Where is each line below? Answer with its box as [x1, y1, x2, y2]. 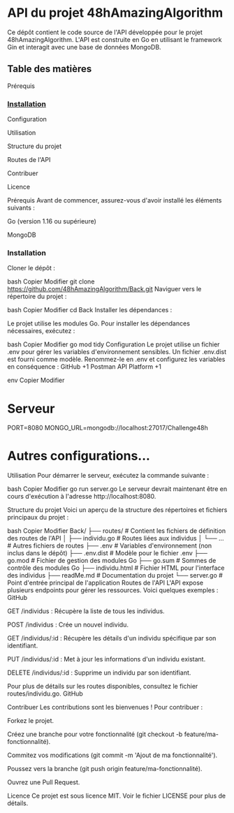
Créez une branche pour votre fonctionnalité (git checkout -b [7, 730, 183, 738]
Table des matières [7, 63, 92, 75]
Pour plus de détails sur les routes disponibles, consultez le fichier [7, 682, 198, 691]
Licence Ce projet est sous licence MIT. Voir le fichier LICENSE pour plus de [7, 791, 226, 800]
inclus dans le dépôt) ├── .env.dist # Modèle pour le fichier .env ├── [7, 549, 208, 557]
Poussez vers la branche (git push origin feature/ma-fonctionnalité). [7, 765, 203, 773]
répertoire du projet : [7, 292, 67, 301]
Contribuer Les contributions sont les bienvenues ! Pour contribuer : [7, 703, 203, 712]
